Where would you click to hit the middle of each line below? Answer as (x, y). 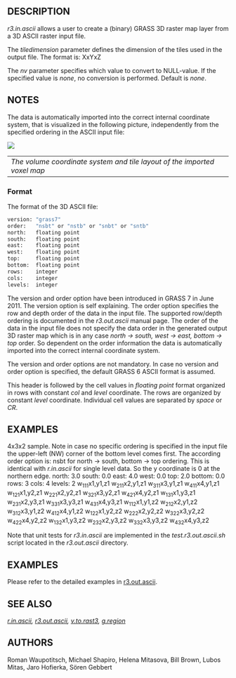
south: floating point (44, 239)
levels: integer (33, 285)
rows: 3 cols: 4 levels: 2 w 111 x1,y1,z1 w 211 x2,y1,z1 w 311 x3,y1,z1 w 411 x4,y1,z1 (113, 485)
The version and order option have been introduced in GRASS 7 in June (111, 298)
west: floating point (44, 252)
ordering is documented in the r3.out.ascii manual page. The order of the (113, 320)
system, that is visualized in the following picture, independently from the (113, 124)
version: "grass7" (34, 219)
